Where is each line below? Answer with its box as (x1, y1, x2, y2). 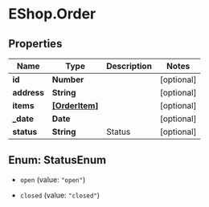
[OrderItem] (51, 100, 99, 111)
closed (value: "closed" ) (19, 190, 100, 200)
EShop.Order (8, 5, 96, 23)
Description (105, 61, 153, 71)
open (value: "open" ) (19, 174, 86, 185)
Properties (8, 37, 63, 51)
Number (51, 74, 84, 85)
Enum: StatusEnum (8, 153, 107, 167)
